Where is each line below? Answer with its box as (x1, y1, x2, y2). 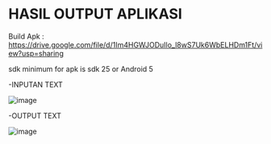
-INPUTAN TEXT (8, 80, 63, 89)
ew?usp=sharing (8, 48, 65, 58)
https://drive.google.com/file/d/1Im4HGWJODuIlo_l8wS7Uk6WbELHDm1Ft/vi (8, 39, 263, 49)
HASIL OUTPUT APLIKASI (8, 5, 183, 23)
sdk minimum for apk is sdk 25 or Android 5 (8, 64, 153, 73)
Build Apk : (8, 31, 44, 41)
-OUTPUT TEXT (8, 110, 62, 121)
